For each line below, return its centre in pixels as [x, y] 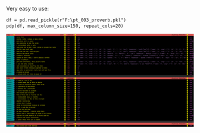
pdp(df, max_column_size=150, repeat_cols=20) [65, 26]
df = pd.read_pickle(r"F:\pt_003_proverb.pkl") [66, 20]
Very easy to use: [28, 9]
